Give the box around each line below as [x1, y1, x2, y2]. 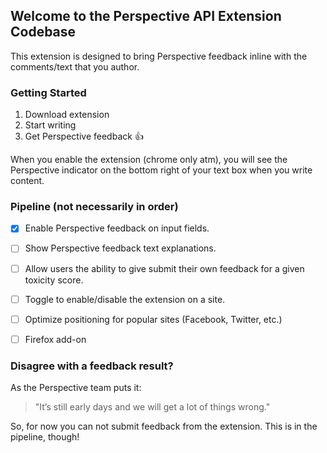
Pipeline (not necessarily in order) [10, 200, 179, 214]
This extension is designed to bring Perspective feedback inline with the [10, 50, 308, 62]
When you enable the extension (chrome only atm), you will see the [10, 154, 288, 166]
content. [10, 175, 45, 187]
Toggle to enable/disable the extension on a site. [24, 293, 226, 305]
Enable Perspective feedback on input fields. [24, 222, 210, 234]
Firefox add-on [24, 333, 87, 345]
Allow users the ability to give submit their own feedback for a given [24, 262, 305, 274]
